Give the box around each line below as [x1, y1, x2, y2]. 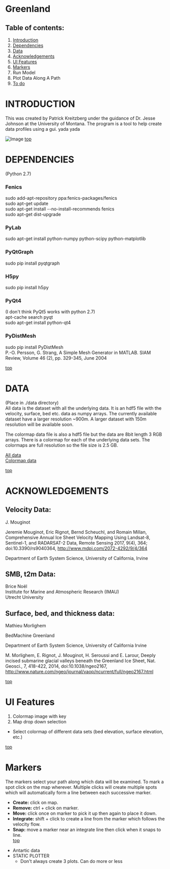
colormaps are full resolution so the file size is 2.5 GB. [5, 442, 119, 448]
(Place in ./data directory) [5, 400, 59, 406]
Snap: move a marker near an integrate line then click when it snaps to [12, 827, 161, 833]
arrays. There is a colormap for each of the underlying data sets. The [5, 436, 150, 442]
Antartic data [12, 848, 40, 854]
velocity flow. [12, 821, 41, 828]
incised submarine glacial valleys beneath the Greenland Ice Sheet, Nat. [5, 657, 156, 664]
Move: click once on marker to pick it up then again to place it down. [12, 810, 157, 816]
